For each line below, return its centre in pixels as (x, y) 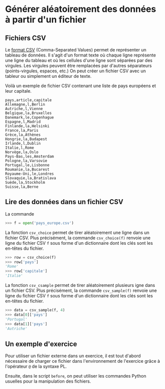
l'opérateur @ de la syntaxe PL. (36, 366)
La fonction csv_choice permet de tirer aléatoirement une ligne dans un (77, 232)
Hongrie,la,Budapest (26, 139)
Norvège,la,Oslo (22, 152)
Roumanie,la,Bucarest (27, 169)
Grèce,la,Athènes (23, 135)
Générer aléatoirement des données (81, 9)
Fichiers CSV (25, 38)
